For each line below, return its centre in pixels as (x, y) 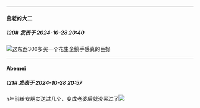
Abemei (16, 68)
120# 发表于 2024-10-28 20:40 (45, 33)
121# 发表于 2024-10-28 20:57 (44, 82)
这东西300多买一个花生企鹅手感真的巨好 (62, 49)
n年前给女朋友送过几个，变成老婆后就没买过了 (62, 99)
